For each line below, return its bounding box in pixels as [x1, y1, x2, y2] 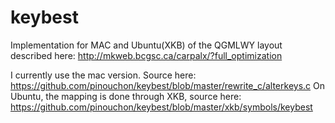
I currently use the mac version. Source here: [10, 69, 197, 81]
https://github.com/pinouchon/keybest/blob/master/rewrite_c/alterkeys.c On [10, 79, 325, 91]
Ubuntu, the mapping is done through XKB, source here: [10, 90, 242, 102]
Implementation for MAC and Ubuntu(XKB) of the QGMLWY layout [10, 39, 283, 51]
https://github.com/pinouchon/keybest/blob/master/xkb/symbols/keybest [10, 101, 313, 113]
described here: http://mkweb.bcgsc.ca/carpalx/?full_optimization [10, 49, 283, 61]
